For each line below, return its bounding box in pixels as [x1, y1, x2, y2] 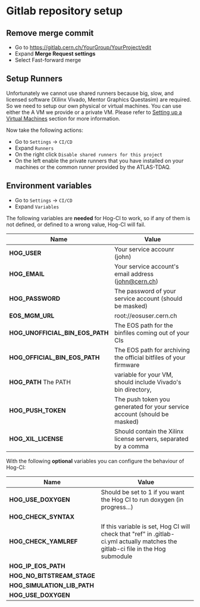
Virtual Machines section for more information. [6, 115, 120, 122]
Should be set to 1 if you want [101, 488, 185, 496]
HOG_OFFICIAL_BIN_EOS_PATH [9, 353, 100, 362]
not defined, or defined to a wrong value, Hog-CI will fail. [6, 221, 146, 228]
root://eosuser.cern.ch [114, 312, 177, 320]
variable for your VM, [114, 370, 174, 378]
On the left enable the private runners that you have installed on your [14, 157, 184, 164]
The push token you [114, 395, 170, 403]
